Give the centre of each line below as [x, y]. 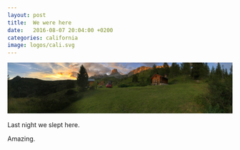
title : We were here [40, 22]
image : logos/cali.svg [41, 45]
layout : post [27, 15]
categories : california [43, 38]
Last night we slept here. [44, 125]
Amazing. [21, 139]
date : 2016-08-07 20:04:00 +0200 [60, 30]
